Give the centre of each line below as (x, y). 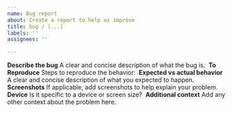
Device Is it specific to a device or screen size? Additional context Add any (116, 95)
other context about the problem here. (62, 102)
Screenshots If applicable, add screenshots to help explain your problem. (113, 87)
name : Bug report (32, 14)
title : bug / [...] (35, 26)
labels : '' (23, 33)
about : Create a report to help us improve (71, 20)
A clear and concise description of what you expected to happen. (101, 80)
